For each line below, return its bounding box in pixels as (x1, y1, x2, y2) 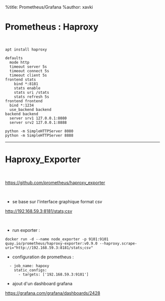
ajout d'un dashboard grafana (12, 280, 73, 286)
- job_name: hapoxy (9, 263, 50, 268)
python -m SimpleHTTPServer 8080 (5, 129, 74, 134)
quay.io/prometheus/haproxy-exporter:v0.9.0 (5, 241, 98, 246)
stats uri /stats (14, 90, 50, 95)
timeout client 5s (9, 73, 48, 78)
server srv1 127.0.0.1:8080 (9, 115, 67, 121)
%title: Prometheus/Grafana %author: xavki (5, 4, 93, 10)
